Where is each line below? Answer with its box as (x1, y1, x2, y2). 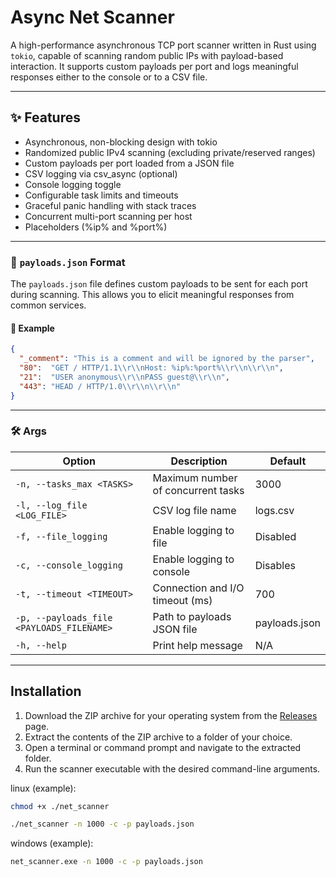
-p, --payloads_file (15, 612, 113, 623)
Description (170, 454, 228, 468)
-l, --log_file (15, 499, 88, 511)
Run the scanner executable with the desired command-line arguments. (24, 762, 321, 775)
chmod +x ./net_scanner (10, 801, 110, 811)
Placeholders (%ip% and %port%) (24, 221, 168, 233)
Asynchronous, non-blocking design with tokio (24, 136, 218, 148)
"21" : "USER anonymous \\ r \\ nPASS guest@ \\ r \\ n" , (19, 372, 230, 382)
